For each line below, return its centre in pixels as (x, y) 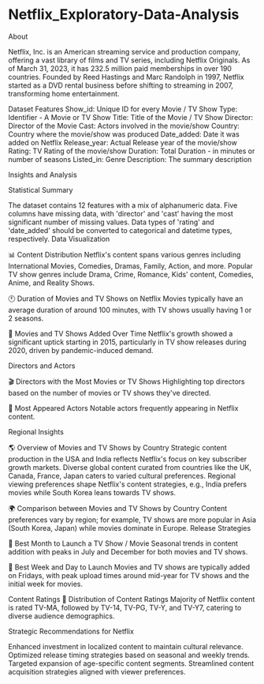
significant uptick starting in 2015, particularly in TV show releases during (127, 342)
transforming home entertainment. (64, 93)
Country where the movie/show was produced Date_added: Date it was (124, 134)
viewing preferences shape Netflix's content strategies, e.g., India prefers (127, 484)
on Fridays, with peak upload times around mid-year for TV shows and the (129, 575)
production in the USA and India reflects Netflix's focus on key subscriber (128, 459)
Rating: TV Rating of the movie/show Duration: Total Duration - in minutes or (132, 151)
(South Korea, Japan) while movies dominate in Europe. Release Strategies (130, 528)
